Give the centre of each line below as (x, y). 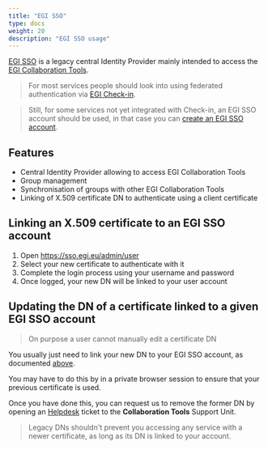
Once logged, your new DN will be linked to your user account (124, 281)
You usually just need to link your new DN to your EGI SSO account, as (126, 354)
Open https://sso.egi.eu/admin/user (79, 255)
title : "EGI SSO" (38, 16)
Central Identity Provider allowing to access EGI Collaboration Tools (133, 172)
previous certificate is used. (55, 387)
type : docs (27, 23)
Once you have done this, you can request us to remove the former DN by (132, 403)
